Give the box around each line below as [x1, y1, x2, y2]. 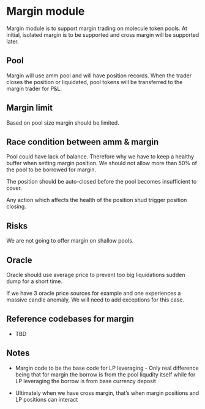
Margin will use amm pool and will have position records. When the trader [6, 72, 192, 79]
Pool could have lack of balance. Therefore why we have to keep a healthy [6, 153, 195, 160]
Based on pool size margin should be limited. [6, 119, 119, 127]
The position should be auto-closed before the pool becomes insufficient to [6, 178, 197, 185]
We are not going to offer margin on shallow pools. [6, 237, 134, 244]
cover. [6, 184, 23, 192]
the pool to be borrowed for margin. [6, 166, 97, 173]
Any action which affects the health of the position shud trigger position [6, 197, 187, 204]
